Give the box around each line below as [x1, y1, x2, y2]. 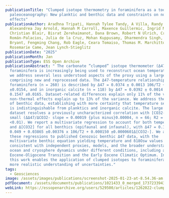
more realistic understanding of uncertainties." [10, 162, 116, 167]
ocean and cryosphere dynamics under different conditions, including [10, 148, 161, 153]
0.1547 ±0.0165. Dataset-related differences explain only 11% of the [10, 92, 161, 97]
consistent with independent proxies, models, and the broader [10, 143, 145, 149]
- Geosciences [10, 171, 39, 176]
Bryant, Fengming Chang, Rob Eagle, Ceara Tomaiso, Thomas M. [10, 40, 143, 45]
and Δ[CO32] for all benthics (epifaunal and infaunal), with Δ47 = [10, 124, 156, 129]
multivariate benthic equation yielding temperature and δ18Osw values [10, 139, 163, 144]
